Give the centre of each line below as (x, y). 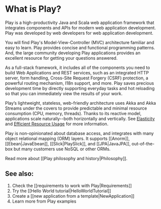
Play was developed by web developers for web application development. (79, 33)
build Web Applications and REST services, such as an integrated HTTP (77, 72)
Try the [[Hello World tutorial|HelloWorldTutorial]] (61, 191)
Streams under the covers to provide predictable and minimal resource (76, 108)
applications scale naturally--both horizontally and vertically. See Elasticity (80, 118)
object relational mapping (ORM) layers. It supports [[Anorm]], (68, 139)
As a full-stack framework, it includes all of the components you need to (78, 68)
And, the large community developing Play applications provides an (73, 53)
